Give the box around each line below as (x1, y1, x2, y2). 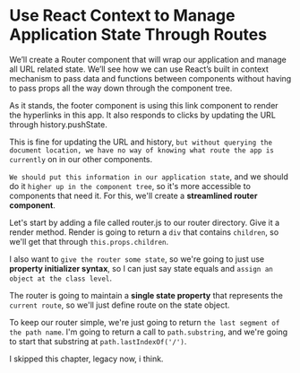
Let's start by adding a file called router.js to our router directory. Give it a (9, 217, 280, 228)
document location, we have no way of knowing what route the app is (9, 145, 275, 155)
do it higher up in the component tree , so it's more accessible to (9, 180, 251, 191)
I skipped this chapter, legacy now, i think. (9, 353, 164, 364)
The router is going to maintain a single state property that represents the (9, 290, 284, 300)
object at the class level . (9, 273, 113, 283)
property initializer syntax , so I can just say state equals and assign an (9, 263, 273, 273)
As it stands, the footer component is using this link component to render (9, 100, 279, 110)
